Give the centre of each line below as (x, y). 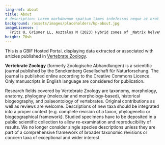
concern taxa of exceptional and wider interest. (53, 137)
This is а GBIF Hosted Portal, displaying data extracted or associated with (79, 51)
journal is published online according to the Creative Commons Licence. (78, 76)
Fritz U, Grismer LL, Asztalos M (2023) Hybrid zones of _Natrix (78, 32)
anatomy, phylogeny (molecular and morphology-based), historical (73, 96)
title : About (18, 14)
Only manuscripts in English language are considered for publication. (75, 81)
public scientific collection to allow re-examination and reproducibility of (78, 122)
